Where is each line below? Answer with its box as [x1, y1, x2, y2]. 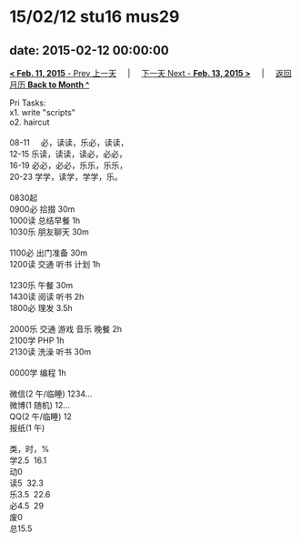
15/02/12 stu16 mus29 [9, 6, 180, 27]
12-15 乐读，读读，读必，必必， [9, 148, 127, 159]
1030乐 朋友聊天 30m [9, 226, 89, 237]
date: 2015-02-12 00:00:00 [9, 43, 170, 58]
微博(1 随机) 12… [9, 400, 71, 410]
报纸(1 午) [9, 423, 45, 433]
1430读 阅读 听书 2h [9, 291, 85, 302]
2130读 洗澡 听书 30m [9, 346, 92, 356]
